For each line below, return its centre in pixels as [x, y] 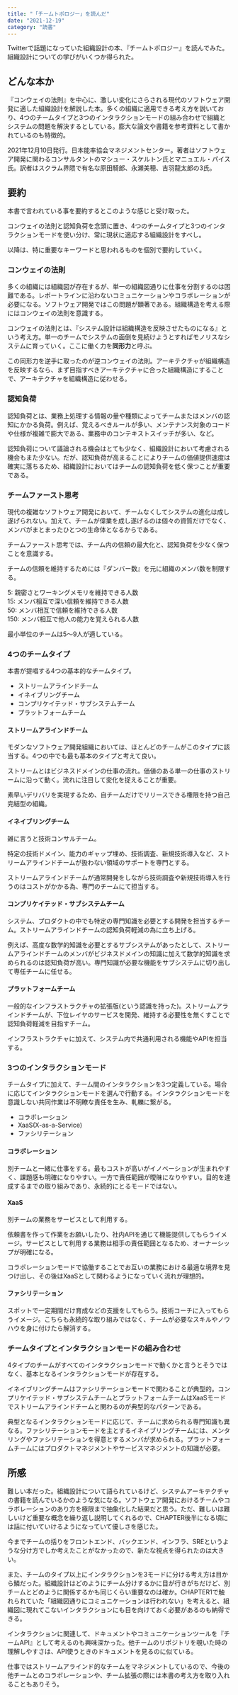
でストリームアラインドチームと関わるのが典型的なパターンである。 [106, 1407]
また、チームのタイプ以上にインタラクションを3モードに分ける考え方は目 [115, 1575]
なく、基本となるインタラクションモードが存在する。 [85, 1374]
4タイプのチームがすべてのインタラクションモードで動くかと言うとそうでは [118, 1365]
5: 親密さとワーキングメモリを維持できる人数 [73, 592]
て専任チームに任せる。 [41, 971]
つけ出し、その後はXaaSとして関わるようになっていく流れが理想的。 [108, 1276]
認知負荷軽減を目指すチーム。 [51, 1024]
